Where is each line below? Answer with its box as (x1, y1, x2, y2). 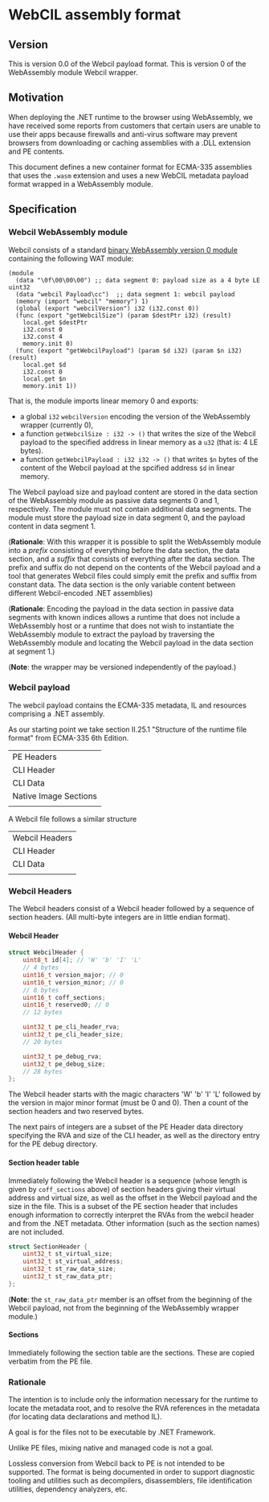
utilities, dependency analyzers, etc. (8, 1484, 128, 1494)
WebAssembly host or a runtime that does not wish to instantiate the (8, 621, 234, 630)
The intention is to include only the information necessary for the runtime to (8, 1395, 259, 1405)
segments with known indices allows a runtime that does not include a (8, 612, 241, 621)
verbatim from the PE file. (8, 1356, 93, 1366)
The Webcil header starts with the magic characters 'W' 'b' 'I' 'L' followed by (8, 1089, 261, 1100)
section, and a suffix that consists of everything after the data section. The (8, 554, 255, 563)
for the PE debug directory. (8, 1139, 98, 1149)
